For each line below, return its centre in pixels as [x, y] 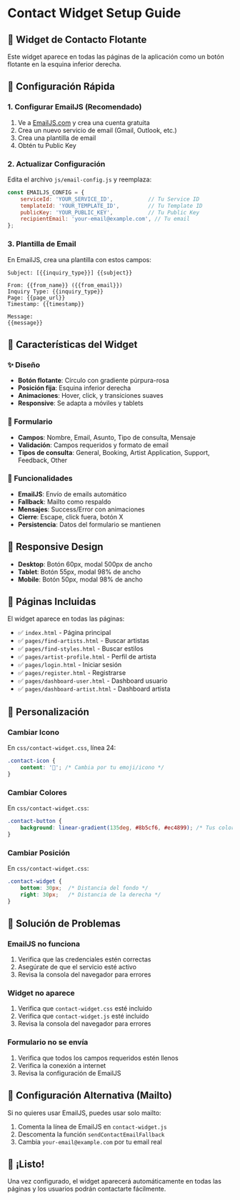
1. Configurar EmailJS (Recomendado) [75, 107]
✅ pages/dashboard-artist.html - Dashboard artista [94, 689]
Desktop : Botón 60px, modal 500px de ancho [85, 564]
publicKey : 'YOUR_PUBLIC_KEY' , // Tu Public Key [110, 212]
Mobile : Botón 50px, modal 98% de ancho [80, 579]
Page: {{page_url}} [36, 298]
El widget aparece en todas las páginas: [66, 619]
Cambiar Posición [39, 853]
